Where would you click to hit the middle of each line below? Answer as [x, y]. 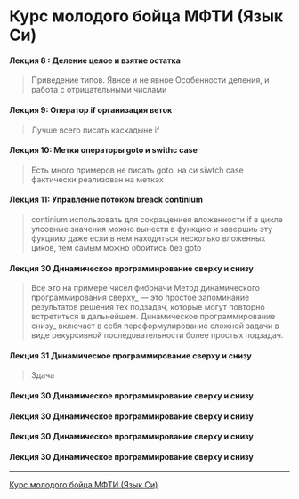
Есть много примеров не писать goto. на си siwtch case [137, 170]
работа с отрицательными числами [99, 90]
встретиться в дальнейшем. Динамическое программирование [153, 317]
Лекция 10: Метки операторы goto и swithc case [104, 150]
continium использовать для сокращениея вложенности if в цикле [157, 219]
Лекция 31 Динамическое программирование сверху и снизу [130, 355]
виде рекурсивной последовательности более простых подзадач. [157, 335]
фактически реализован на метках [97, 179]
